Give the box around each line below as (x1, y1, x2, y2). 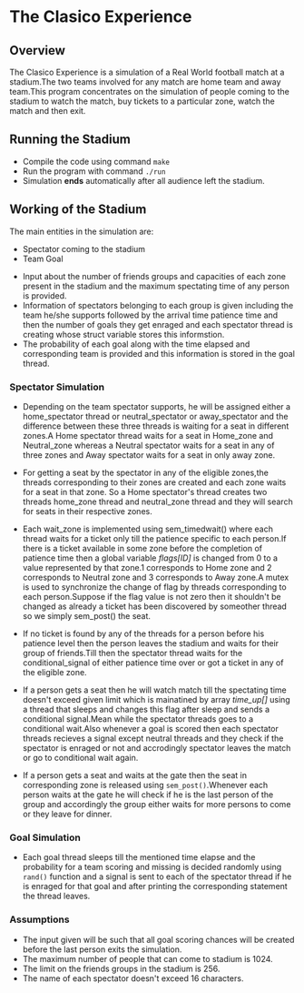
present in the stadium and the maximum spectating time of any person (22, 280, 290, 291)
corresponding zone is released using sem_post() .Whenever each (22, 779, 269, 790)
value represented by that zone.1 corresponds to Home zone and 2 (22, 562, 272, 572)
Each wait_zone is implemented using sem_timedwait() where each (22, 523, 274, 534)
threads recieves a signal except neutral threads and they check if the (22, 733, 284, 744)
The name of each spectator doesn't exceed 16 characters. (22, 972, 244, 984)
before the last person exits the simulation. (22, 944, 182, 955)
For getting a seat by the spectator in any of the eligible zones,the (22, 467, 270, 478)
